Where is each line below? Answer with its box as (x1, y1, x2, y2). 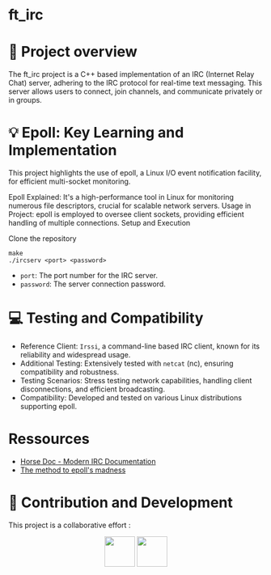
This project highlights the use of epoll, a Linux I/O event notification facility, (8, 168, 262, 178)
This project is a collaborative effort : (8, 520, 131, 530)
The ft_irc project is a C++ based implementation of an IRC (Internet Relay (8, 70, 255, 79)
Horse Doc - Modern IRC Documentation (19, 456, 156, 466)
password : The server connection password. (19, 279, 166, 289)
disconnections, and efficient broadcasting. (19, 384, 166, 394)
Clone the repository (8, 234, 77, 243)
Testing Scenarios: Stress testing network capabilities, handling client (19, 376, 252, 385)
